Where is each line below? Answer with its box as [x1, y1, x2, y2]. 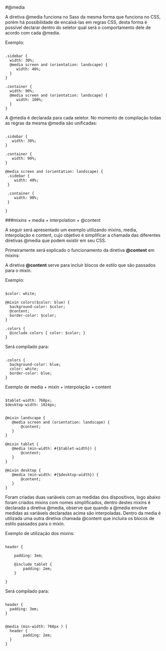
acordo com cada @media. [5, 30, 61, 35]
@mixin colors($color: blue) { [5, 300, 70, 305]
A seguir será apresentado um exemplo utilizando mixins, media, [5, 227, 138, 233]
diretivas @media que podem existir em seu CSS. [5, 237, 106, 243]
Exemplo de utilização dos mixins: [5, 531, 75, 536]
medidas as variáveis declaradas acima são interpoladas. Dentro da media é [5, 510, 161, 516]
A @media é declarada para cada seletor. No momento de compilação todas [5, 115, 162, 120]
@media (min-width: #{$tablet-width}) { [11, 446, 97, 451]
